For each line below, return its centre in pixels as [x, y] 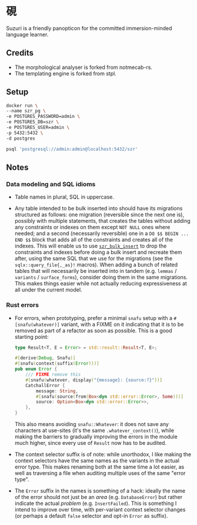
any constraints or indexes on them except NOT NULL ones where [92, 227]
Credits [20, 53]
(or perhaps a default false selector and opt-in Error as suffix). [91, 516]
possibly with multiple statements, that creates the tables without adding [103, 221]
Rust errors [23, 305]
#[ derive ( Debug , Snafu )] [45, 358]
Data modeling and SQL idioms [51, 184]
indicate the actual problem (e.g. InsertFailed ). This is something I [96, 503]
